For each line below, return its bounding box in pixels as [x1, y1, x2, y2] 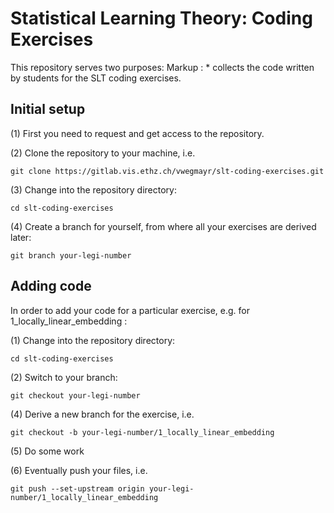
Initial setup [10, 101, 86, 118]
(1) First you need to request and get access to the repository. [10, 127, 265, 139]
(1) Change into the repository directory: [10, 334, 176, 346]
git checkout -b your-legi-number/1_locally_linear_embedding [10, 427, 275, 437]
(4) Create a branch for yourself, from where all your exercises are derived [10, 220, 317, 232]
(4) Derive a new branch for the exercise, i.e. [10, 408, 195, 420]
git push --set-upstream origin [10, 483, 145, 494]
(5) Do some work [10, 445, 85, 457]
